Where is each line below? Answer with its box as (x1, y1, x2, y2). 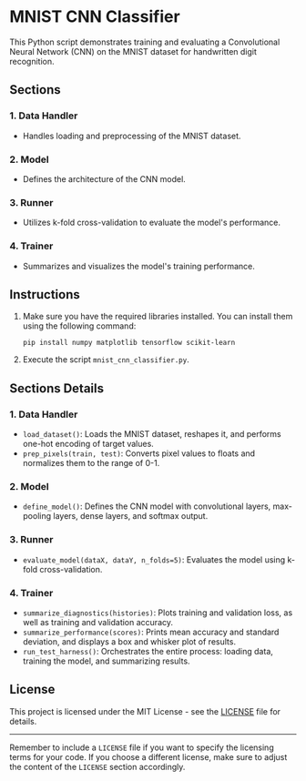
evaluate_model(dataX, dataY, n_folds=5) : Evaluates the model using (22, 553, 286, 565)
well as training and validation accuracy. (22, 616, 174, 627)
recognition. (9, 56, 55, 66)
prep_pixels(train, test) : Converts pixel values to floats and (22, 448, 256, 459)
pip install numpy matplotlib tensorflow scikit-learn (22, 339, 236, 348)
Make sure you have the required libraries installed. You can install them (22, 311, 293, 322)
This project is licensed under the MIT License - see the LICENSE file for (9, 705, 280, 716)
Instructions (9, 287, 80, 302)
